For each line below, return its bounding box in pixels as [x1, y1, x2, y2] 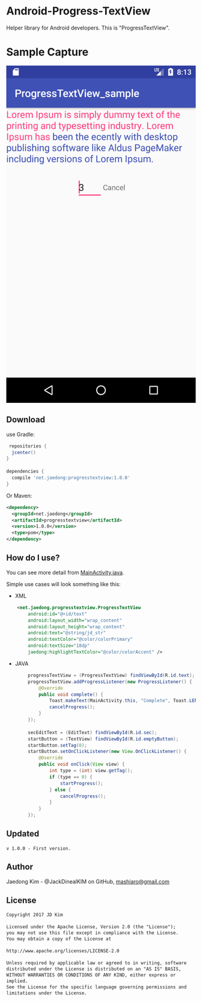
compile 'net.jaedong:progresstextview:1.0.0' [11, 475, 130, 481]
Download [6, 414, 45, 425]
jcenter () [11, 449, 36, 455]
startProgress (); [60, 780, 103, 787]
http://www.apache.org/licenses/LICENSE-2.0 [6, 948, 120, 954]
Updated [6, 829, 40, 839]
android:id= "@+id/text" [28, 611, 87, 617]
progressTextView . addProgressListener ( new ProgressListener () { [28, 679, 192, 685]
